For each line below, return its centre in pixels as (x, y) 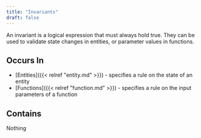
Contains (24, 113)
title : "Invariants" (32, 12)
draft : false (23, 18)
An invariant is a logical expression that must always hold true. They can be (101, 35)
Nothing (16, 128)
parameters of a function (46, 94)
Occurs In (25, 60)
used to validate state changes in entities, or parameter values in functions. (100, 41)
